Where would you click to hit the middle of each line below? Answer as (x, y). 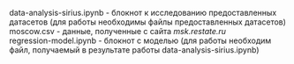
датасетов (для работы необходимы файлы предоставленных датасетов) (148, 22)
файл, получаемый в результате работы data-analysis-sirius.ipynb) (134, 50)
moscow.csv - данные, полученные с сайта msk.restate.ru (118, 31)
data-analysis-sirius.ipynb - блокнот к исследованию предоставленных (143, 13)
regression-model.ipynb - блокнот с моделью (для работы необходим (140, 40)
